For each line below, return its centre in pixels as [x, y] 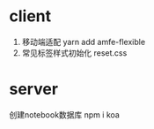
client [30, 16]
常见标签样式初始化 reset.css [74, 53]
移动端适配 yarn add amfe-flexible [84, 42]
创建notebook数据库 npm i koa [65, 114]
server [34, 89]
